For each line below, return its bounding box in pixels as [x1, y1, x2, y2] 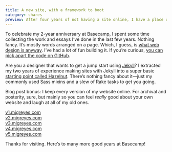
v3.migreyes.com [5, 120, 42, 126]
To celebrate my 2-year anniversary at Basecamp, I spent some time [5, 31, 150, 37]
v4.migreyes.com [5, 125, 42, 132]
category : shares [5, 12, 42, 17]
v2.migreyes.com [5, 115, 42, 121]
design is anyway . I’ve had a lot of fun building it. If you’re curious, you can [5, 47, 163, 54]
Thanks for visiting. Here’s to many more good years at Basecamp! [5, 141, 146, 147]
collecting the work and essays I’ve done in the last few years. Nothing [5, 36, 155, 42]
